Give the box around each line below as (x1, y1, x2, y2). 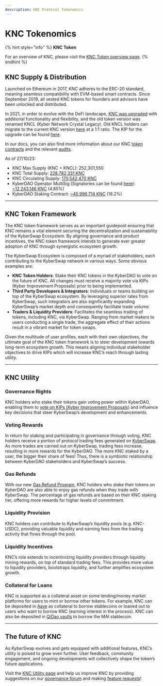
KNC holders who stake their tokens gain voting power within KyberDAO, (5, 399, 150, 405)
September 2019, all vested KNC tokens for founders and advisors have (5, 96, 148, 102)
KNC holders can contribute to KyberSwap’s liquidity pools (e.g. (5, 520, 132, 527)
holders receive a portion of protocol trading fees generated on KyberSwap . (5, 438, 157, 444)
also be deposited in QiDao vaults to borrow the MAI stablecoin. (5, 614, 132, 620)
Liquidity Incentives (5, 543, 53, 550)
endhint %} (5, 59, 28, 65)
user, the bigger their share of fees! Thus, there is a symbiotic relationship (5, 453, 153, 459)
